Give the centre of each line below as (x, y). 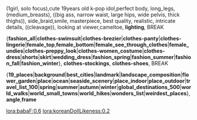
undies (15, 51)
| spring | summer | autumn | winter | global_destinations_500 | (110, 87)
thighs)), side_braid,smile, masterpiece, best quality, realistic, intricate (91, 21)
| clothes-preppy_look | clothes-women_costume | (84, 51)
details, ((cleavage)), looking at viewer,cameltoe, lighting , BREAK (85, 27)
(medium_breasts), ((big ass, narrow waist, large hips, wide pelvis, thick (93, 15)
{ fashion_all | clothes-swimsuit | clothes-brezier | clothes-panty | (83, 38)
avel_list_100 (22, 87)
